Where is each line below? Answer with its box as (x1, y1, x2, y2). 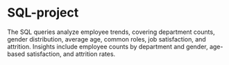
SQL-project (7, 5, 79, 21)
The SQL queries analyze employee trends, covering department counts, (7, 28, 215, 36)
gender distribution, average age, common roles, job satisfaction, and (7, 35, 206, 43)
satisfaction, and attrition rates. (26, 50, 116, 58)
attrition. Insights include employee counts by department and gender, (7, 42, 208, 50)
